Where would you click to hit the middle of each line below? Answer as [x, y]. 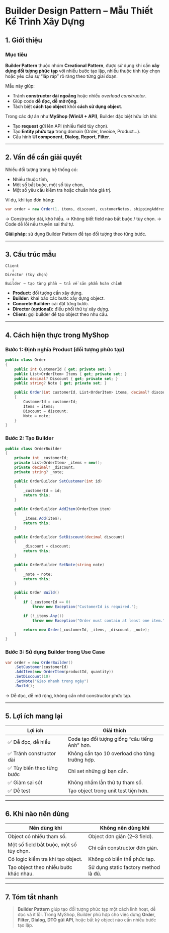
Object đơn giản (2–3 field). [120, 837]
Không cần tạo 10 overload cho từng [111, 753]
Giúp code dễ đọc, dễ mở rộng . [45, 101]
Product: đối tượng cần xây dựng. [48, 293]
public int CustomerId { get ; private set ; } [63, 369]
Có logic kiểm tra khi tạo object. [45, 859]
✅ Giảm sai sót [25, 782]
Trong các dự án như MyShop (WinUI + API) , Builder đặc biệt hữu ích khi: [81, 116]
